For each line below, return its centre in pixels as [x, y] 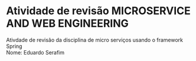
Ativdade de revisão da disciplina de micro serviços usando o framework [95, 40]
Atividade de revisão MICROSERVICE [98, 11]
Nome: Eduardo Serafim [35, 52]
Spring [14, 46]
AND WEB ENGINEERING [67, 23]
